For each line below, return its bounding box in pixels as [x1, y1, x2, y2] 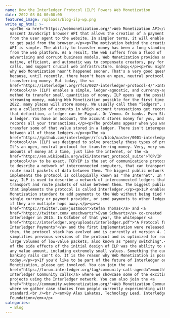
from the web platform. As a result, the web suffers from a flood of [10, 50, 162, 55]
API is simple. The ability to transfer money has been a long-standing [10, 45, 166, 50]
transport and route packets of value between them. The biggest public [10, 182, 166, 187]
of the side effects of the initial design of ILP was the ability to [10, 243, 162, 249]
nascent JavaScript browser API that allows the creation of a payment [10, 31, 164, 36]
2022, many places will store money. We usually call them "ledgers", [10, 102, 162, 107]
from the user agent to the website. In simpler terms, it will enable [10, 36, 164, 41]
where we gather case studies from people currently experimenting [10, 286, 155, 291]
